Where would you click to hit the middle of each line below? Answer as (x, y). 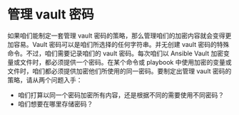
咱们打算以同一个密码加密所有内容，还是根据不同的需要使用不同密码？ (121, 95)
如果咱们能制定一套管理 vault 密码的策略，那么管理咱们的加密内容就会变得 (116, 35)
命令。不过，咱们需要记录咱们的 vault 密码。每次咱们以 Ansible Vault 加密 (115, 53)
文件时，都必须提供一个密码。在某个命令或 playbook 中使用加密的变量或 (126, 62)
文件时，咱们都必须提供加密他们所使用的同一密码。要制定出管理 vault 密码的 (119, 71)
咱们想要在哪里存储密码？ (55, 104)
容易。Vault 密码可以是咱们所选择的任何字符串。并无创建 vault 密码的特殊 (121, 44)
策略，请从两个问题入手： (45, 80)
